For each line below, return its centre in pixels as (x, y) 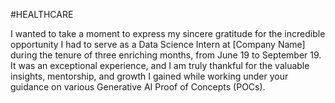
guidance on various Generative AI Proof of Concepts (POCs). (138, 87)
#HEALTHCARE (42, 14)
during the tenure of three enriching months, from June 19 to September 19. (166, 55)
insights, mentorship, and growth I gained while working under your (149, 76)
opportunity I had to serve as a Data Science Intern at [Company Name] (158, 44)
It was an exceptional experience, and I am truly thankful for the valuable (160, 65)
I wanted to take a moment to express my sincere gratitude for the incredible (168, 33)
